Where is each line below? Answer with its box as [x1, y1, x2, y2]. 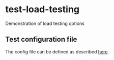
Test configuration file [5, 35, 77, 44]
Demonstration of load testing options [5, 20, 85, 26]
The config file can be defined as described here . [5, 48, 109, 54]
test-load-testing [5, 4, 80, 15]
